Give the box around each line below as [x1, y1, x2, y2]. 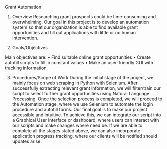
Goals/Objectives [12, 45, 48, 50]
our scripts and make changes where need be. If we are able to [12, 122, 143, 128]
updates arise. [12, 138, 42, 144]
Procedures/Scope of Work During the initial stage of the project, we [12, 75, 154, 80]
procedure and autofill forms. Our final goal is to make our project [12, 107, 147, 112]
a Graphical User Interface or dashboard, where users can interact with [12, 117, 159, 123]
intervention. [12, 35, 39, 41]
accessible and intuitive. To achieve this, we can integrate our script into [12, 112, 161, 118]
